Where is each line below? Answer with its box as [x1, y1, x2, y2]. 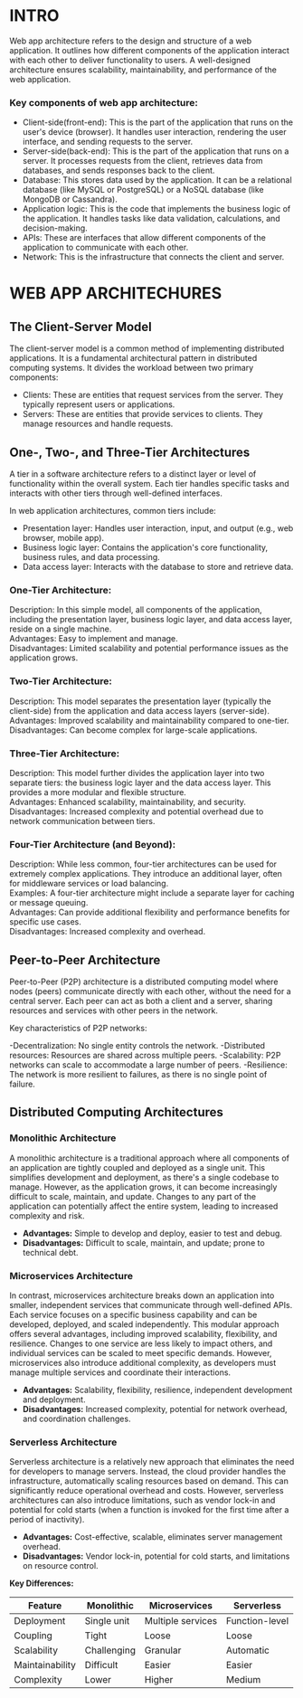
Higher [144, 1674, 174, 1686]
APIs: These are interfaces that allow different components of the [22, 232, 267, 243]
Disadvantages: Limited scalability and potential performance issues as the [9, 643, 289, 654]
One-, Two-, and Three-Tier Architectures [9, 444, 251, 460]
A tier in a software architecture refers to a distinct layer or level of [9, 469, 257, 479]
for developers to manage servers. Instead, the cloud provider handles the [9, 1466, 287, 1477]
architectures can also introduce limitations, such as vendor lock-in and [9, 1494, 276, 1506]
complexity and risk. [9, 1209, 85, 1221]
